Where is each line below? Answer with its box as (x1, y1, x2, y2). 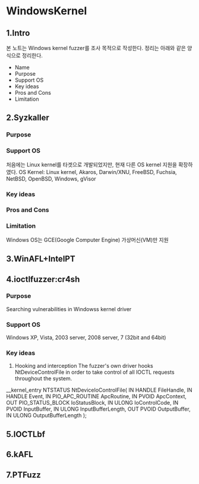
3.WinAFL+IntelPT (6, 254, 75, 264)
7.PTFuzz (6, 470, 41, 480)
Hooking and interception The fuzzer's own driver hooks (14, 362, 153, 370)
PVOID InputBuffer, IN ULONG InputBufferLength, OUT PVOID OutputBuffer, (6, 405, 191, 412)
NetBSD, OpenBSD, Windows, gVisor (6, 175, 96, 182)
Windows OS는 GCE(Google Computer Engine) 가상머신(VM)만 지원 (6, 236, 169, 243)
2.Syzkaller (6, 113, 49, 123)
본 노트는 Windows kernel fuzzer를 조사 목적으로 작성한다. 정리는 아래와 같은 (6, 45, 186, 51)
